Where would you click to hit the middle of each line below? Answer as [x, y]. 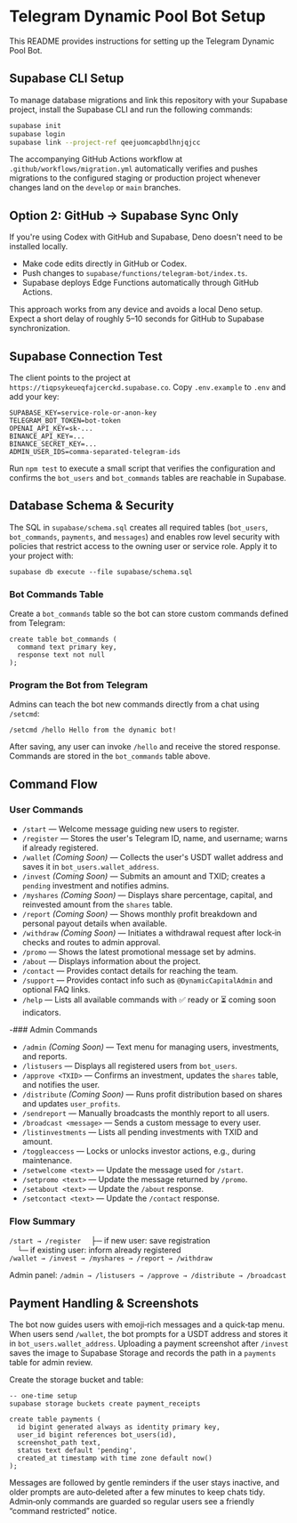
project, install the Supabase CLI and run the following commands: [131, 109]
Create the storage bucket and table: [76, 1380]
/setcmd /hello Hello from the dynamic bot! [93, 730]
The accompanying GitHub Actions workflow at [96, 159]
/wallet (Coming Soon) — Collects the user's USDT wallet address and [153, 857]
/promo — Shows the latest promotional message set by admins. [139, 952]
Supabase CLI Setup [67, 79]
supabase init [36, 126]
